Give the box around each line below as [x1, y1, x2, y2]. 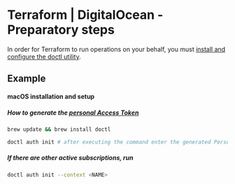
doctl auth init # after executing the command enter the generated [7, 139, 211, 146]
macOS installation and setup [7, 92, 95, 101]
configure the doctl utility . [7, 52, 82, 61]
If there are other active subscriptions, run [7, 154, 134, 162]
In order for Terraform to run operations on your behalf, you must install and [7, 45, 226, 53]
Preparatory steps [7, 22, 115, 38]
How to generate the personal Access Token [7, 108, 139, 117]
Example [7, 73, 46, 85]
